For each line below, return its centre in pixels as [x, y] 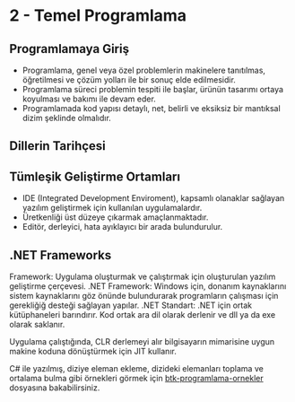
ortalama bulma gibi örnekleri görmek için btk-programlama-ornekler [136, 379]
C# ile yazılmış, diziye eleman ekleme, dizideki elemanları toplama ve [137, 369]
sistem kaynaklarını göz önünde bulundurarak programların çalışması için [144, 296]
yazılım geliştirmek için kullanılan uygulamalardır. [112, 208]
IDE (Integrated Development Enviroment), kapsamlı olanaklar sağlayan [153, 198]
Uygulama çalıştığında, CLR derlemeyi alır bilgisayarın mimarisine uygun [142, 342]
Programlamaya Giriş [69, 49]
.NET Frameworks [61, 255]
